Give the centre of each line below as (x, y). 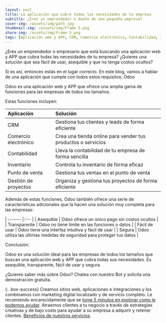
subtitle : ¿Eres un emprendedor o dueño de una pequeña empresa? (74, 19)
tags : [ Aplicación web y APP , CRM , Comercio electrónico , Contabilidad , (82, 38)
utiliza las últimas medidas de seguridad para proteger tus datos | (72, 235)
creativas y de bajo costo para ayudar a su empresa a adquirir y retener (78, 310)
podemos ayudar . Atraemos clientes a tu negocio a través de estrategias (79, 305)
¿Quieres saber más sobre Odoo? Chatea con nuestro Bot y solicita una (78, 274)
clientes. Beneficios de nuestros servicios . (48, 316)
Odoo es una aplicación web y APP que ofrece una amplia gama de (74, 86)
